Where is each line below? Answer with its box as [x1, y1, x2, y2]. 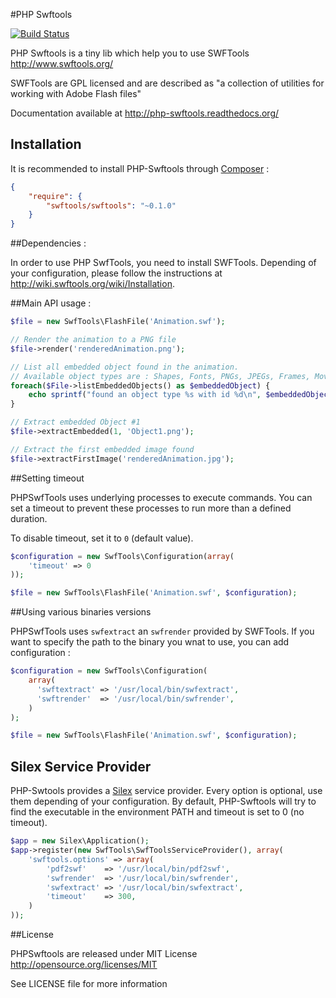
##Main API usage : [10, 297, 92, 309]
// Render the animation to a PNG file [10, 335, 177, 345]
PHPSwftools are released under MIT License [10, 948, 198, 959]
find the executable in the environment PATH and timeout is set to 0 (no [10, 806, 305, 818]
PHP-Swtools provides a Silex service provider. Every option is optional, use [10, 785, 323, 797]
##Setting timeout [10, 472, 85, 484]
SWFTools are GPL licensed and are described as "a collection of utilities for [10, 77, 325, 89]
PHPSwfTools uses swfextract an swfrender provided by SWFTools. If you [10, 625, 315, 638]
